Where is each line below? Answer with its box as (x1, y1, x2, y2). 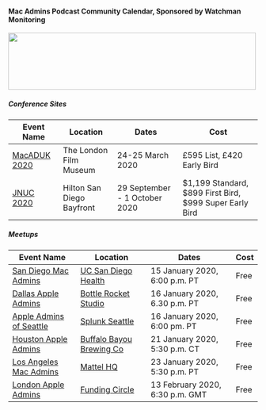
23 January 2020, (150, 357, 219, 368)
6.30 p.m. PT (150, 298, 199, 309)
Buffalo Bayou (80, 334, 133, 345)
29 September (116, 182, 171, 194)
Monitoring (8, 14, 46, 24)
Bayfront (63, 202, 95, 213)
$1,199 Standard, (182, 178, 249, 189)
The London (63, 145, 108, 156)
